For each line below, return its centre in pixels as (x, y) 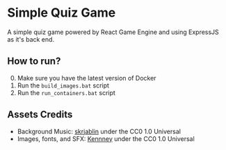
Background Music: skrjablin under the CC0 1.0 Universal (99, 131)
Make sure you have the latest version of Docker (87, 78)
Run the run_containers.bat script (66, 92)
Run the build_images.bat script (63, 85)
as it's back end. (31, 39)
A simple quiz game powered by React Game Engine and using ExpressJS (113, 32)
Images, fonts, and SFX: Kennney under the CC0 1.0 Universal (106, 139)
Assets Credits (40, 115)
